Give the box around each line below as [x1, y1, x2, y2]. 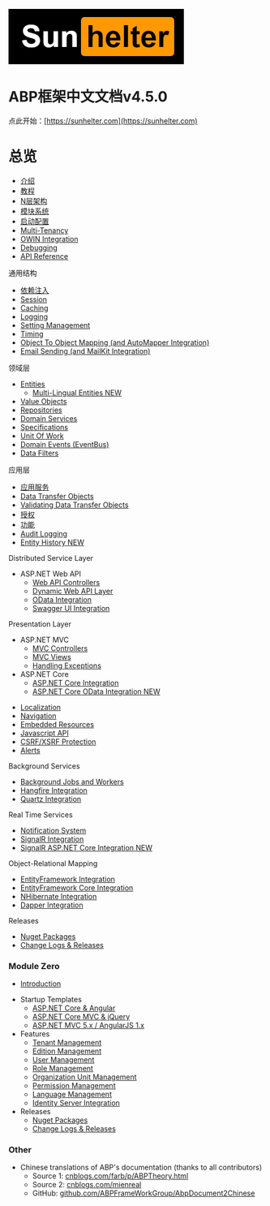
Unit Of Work [19, 431, 64, 441]
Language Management [32, 1089, 112, 1100]
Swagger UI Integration [32, 603, 110, 613]
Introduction [19, 979, 62, 988]
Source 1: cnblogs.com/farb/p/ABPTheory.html [32, 1171, 189, 1181]
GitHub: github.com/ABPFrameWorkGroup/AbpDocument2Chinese [32, 1188, 255, 1198]
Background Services [8, 760, 80, 771]
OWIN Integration [19, 234, 79, 243]
